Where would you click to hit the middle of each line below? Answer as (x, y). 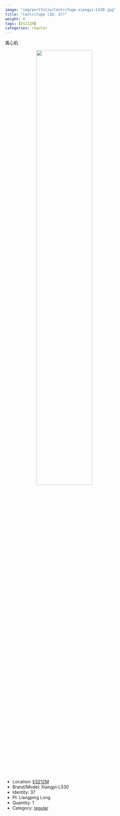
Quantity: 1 (23, 803)
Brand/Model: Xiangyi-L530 (40, 787)
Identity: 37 (24, 792)
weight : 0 (15, 19)
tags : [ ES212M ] (21, 24)
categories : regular (26, 28)
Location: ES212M (31, 782)
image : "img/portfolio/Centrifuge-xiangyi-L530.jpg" (60, 10)
